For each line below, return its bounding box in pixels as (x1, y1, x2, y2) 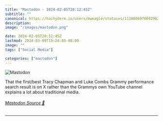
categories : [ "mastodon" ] (5, 56, 57, 61)
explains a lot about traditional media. (5, 89, 80, 95)
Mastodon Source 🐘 (5, 100, 45, 106)
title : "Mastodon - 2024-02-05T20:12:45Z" (5, 7, 92, 12)
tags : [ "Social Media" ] (5, 47, 53, 52)
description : (5, 20, 32, 26)
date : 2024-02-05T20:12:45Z (5, 34, 62, 39)
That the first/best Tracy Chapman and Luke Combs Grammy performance (5, 78, 154, 85)
